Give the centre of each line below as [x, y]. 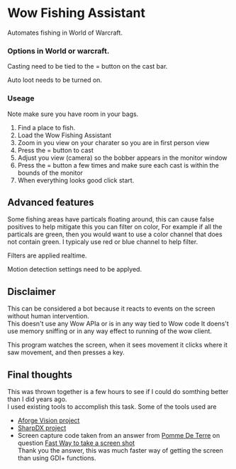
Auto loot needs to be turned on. [55, 80]
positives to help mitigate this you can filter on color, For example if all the [115, 227]
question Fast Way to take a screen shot [76, 443]
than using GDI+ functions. [57, 458]
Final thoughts [40, 375]
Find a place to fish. [46, 127]
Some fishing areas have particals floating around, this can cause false [111, 219]
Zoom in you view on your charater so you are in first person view [114, 142]
